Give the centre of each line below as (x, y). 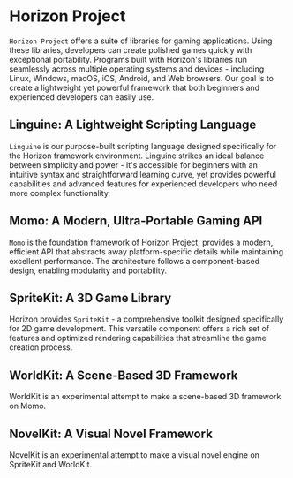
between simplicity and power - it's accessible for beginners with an (133, 164)
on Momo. (28, 406)
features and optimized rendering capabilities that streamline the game (138, 338)
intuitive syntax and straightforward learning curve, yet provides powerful (143, 174)
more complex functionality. (60, 193)
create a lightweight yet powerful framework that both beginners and (135, 87)
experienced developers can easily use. (82, 97)
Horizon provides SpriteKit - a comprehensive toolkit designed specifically (146, 319)
